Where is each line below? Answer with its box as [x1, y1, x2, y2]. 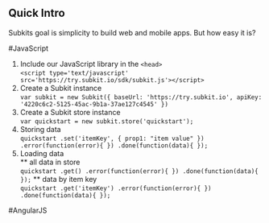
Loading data [19, 148, 64, 158]
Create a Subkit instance [19, 83, 102, 93]
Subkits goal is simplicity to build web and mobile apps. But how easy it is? [8, 27, 256, 37]
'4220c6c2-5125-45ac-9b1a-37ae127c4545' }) [19, 100, 169, 108]
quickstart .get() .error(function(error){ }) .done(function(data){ [19, 167, 259, 176]
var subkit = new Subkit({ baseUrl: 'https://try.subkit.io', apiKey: [19, 93, 263, 101]
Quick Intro [8, 6, 66, 20]
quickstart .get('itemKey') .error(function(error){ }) [19, 184, 212, 192]
